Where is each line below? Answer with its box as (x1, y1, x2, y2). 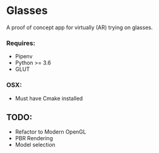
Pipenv (15, 53, 33, 60)
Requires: (6, 39, 35, 47)
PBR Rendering (15, 135, 53, 142)
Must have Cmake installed (15, 95, 83, 102)
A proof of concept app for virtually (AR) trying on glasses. (6, 24, 153, 31)
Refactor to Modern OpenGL (15, 128, 86, 135)
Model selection (15, 141, 56, 149)
